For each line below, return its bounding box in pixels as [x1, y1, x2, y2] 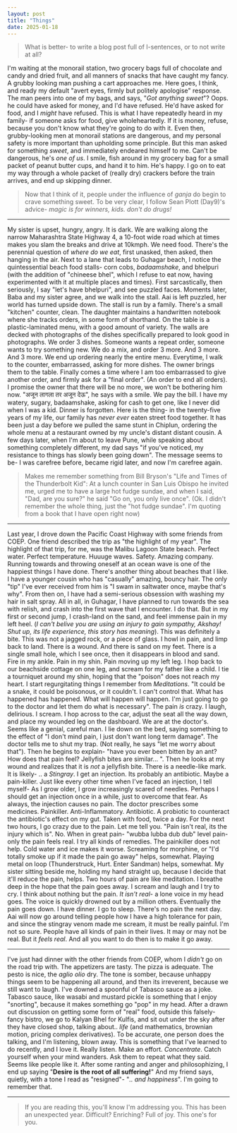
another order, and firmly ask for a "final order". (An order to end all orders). [7, 376, 228, 384]
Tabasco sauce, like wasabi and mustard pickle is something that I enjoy [7, 993, 217, 1001]
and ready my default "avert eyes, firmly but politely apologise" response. [7, 86, 222, 95]
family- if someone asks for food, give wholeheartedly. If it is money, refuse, [7, 116, 229, 125]
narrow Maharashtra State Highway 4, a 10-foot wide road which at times [7, 233, 220, 241]
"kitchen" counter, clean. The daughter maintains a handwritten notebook [7, 308, 221, 316]
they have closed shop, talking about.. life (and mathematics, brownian [7, 1023, 213, 1031]
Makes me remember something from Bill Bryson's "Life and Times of [24, 472, 227, 481]
